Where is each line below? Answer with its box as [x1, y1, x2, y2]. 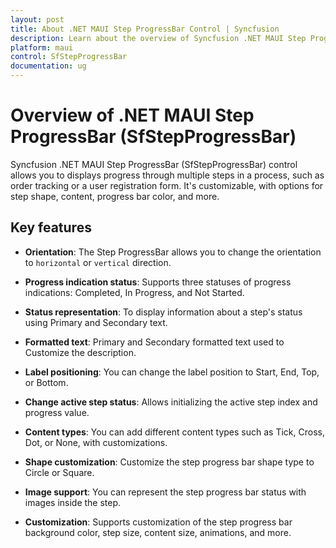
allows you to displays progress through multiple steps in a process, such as [10, 169, 325, 181]
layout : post [10, 14, 65, 25]
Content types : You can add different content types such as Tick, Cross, [24, 426, 325, 438]
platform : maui [10, 42, 74, 53]
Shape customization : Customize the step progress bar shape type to [24, 456, 315, 468]
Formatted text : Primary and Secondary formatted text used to [24, 336, 285, 348]
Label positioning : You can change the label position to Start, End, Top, [24, 366, 320, 378]
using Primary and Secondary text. [24, 316, 168, 328]
